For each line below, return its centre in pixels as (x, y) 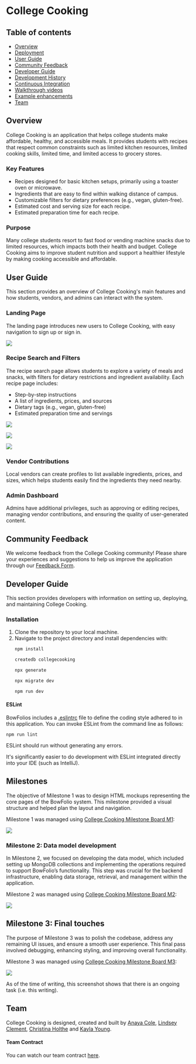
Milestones (27, 782)
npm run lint (22, 734)
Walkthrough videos (39, 90)
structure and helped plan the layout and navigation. (69, 808)
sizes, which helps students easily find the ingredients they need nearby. (94, 480)
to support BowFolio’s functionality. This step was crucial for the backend (94, 871)
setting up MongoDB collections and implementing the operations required (96, 864)
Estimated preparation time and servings (63, 413)
